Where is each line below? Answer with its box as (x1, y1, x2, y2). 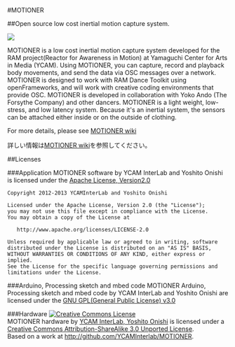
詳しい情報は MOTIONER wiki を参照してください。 (7, 141, 152, 149)
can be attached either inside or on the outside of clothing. (7, 113, 177, 121)
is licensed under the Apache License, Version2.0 (7, 176, 151, 184)
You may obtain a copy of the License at (7, 214, 130, 221)
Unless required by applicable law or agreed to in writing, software (7, 239, 218, 246)
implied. (7, 257, 33, 264)
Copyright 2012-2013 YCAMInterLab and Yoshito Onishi (7, 190, 168, 197)
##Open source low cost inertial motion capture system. (7, 20, 170, 27)
